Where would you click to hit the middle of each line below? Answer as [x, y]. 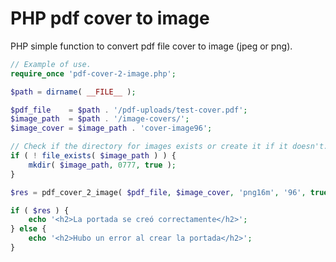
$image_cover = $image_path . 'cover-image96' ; [111, 128]
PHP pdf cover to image [110, 18]
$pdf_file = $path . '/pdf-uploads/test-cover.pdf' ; [129, 110]
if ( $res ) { [40, 210]
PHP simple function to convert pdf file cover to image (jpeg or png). [151, 46]
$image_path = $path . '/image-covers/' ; [100, 119]
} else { [28, 229]
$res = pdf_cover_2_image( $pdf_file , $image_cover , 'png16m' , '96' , [158, 192]
